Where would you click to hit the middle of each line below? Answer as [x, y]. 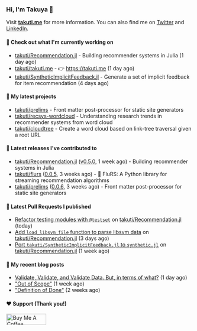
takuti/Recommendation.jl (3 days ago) [62, 238]
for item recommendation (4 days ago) [62, 83]
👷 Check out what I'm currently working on [60, 42]
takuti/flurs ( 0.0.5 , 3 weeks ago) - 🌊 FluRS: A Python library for [91, 174]
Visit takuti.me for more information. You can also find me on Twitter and [95, 22]
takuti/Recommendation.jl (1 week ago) [62, 251]
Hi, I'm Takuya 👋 [30, 9]
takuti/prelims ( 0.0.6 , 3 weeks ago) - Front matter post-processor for [98, 186]
